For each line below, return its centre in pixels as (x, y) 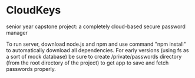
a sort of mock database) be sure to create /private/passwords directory (94, 56)
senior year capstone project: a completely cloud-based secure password (96, 26)
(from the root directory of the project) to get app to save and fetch (87, 63)
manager (17, 32)
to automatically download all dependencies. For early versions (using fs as (97, 50)
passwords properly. (31, 69)
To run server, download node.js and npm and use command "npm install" (96, 44)
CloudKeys (34, 10)
